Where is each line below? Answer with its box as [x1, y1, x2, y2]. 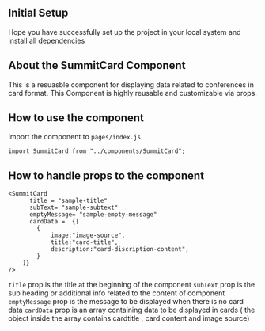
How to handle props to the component [8, 169, 204, 182]
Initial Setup [8, 6, 69, 20]
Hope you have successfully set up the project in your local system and [8, 27, 241, 36]
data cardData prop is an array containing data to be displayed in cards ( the [8, 305, 256, 315]
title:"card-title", [50, 238, 119, 246]
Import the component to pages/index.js [8, 132, 141, 142]
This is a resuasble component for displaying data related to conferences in [8, 79, 255, 89]
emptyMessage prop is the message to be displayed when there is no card [8, 297, 244, 306]
